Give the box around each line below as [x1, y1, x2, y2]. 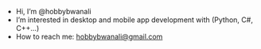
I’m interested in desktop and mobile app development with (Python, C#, [15, 15, 253, 24]
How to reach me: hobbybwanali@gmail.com [15, 32, 163, 41]
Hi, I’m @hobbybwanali [15, 7, 92, 16]
